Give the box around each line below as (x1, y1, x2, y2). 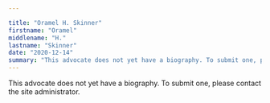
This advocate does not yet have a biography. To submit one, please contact (8, 78, 262, 88)
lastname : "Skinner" (8, 41, 78, 49)
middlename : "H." (8, 34, 67, 42)
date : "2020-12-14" (8, 49, 74, 57)
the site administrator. (8, 87, 80, 97)
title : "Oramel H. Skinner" (8, 19, 103, 27)
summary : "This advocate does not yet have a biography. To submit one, (8, 56, 257, 64)
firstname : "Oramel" (8, 26, 78, 35)
